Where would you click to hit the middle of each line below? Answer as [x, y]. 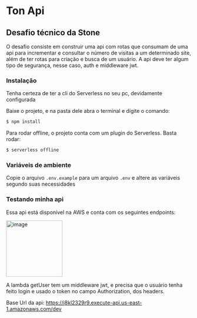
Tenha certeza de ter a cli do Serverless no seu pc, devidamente [84, 93]
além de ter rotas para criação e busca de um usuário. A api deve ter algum [98, 59]
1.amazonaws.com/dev [34, 309]
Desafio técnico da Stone [53, 33]
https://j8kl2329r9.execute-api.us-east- [94, 302]
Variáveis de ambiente [39, 165]
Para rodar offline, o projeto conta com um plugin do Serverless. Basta [91, 133]
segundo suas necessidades [41, 184]
